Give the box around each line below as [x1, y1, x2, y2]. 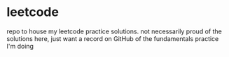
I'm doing [6, 42, 34, 50]
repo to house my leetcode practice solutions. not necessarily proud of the [6, 27, 222, 35]
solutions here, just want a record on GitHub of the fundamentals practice [6, 34, 219, 42]
